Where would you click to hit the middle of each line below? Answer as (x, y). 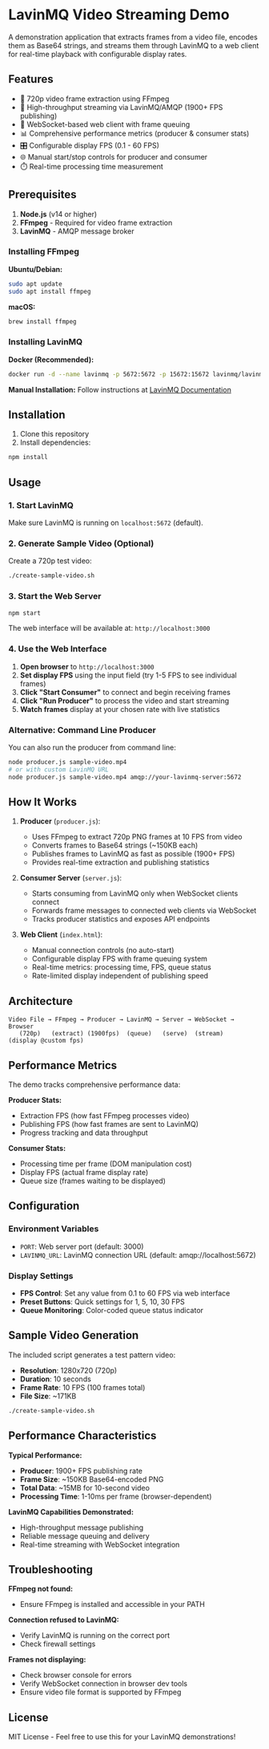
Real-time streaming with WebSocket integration (100, 1544)
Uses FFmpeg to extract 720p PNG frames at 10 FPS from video (137, 837)
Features (31, 79)
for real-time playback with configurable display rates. (98, 54)
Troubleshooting (51, 1570)
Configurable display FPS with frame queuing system (120, 959)
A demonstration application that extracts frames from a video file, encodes (133, 37)
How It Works (43, 801)
